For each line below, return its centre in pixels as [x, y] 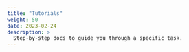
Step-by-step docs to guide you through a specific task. [98, 38]
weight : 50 [23, 20]
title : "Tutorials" [35, 13]
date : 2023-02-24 [32, 26]
